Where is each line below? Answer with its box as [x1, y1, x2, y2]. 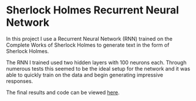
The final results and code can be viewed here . [6, 89, 120, 96]
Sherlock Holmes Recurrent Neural [6, 4, 179, 17]
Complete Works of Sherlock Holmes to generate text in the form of [6, 41, 170, 48]
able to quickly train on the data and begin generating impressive [6, 71, 163, 78]
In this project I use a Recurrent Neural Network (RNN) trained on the [6, 35, 173, 42]
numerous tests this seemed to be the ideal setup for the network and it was [6, 65, 191, 72]
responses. [6, 77, 33, 85]
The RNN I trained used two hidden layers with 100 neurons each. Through [6, 59, 187, 66]
